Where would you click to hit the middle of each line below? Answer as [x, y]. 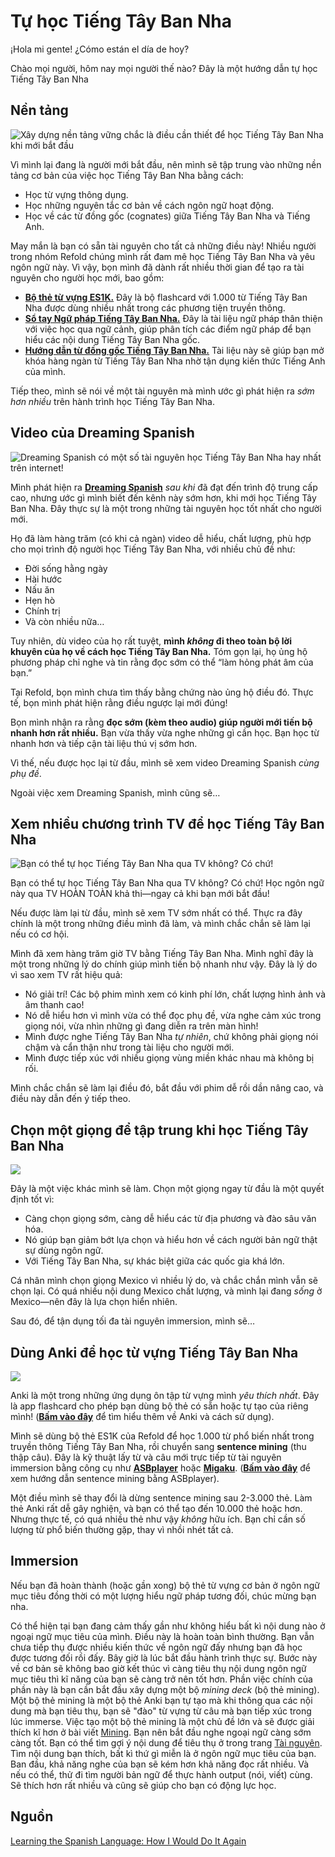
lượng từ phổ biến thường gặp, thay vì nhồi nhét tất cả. [122, 1529]
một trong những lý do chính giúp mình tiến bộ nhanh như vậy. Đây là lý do [164, 964]
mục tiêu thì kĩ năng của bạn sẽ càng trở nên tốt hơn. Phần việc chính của [161, 1679]
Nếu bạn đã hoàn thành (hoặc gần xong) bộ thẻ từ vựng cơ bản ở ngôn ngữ [165, 1585]
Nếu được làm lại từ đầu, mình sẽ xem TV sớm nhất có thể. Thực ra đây [156, 913]
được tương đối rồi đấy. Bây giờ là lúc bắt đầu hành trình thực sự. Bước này [164, 1657]
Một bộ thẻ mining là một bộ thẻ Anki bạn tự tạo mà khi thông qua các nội [161, 1700]
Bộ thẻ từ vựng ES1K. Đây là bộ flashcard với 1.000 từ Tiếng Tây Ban [166, 297]
